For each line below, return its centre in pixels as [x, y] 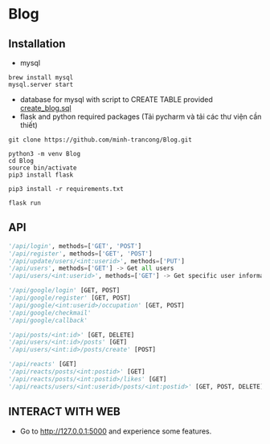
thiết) [29, 125]
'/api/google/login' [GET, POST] [64, 291]
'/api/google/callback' [48, 320]
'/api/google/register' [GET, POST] [70, 298]
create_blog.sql [45, 108]
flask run [25, 203]
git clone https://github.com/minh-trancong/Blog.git [100, 140]
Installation [37, 44]
